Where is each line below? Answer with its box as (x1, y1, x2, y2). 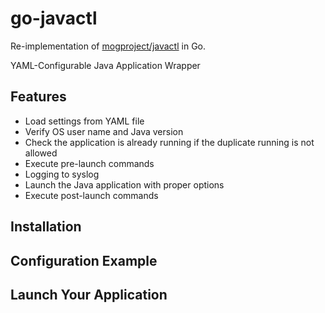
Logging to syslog (24, 168, 100, 180)
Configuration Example (10, 252, 158, 269)
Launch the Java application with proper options (24, 178, 225, 191)
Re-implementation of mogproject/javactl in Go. (10, 40, 207, 52)
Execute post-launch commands (24, 189, 159, 201)
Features (10, 88, 67, 106)
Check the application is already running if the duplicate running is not (24, 136, 315, 148)
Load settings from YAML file (24, 115, 145, 127)
